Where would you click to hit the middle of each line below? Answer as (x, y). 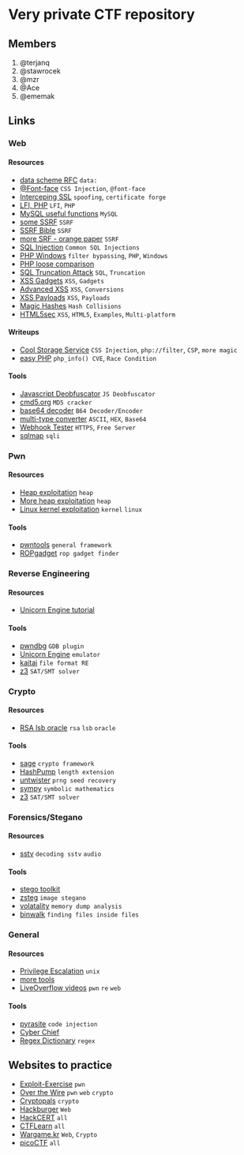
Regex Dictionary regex (57, 1041)
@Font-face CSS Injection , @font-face (83, 188)
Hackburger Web (45, 1109)
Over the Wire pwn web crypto (66, 1093)
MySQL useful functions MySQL (69, 213)
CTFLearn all (42, 1126)
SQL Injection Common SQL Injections (79, 247)
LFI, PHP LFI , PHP (47, 205)
